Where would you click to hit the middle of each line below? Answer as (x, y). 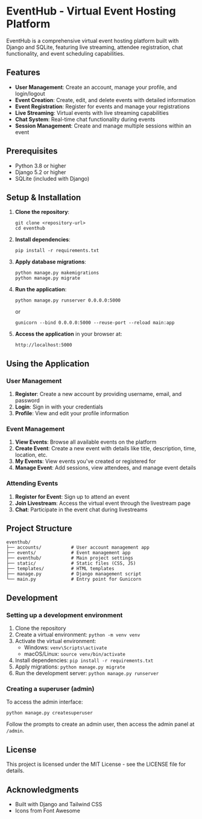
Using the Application (48, 364)
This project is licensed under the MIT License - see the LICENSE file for (96, 764)
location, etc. (31, 455)
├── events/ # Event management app (68, 553)
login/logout (30, 93)
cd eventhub (30, 228)
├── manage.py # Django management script (74, 574)
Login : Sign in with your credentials (59, 407)
